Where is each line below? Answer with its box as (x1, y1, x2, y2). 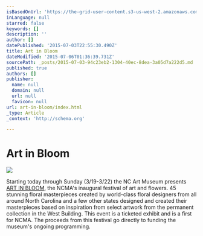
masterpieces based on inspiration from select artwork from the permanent (6, 203, 194, 211)
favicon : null (11, 98, 47, 104)
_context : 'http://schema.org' (6, 115, 85, 121)
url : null (11, 93, 36, 99)
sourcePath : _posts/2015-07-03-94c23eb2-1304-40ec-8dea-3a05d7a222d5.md (6, 59, 193, 65)
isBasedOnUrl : (6, 8, 42, 15)
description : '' (6, 31, 47, 37)
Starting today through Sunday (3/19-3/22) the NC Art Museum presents (6, 178, 187, 185)
